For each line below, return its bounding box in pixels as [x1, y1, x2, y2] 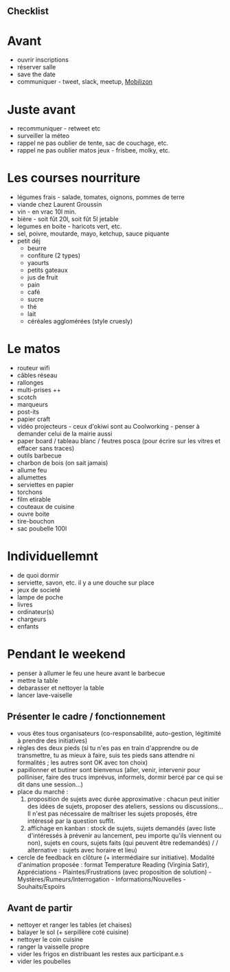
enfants [16, 622, 39, 631]
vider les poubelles [16, 957, 71, 965]
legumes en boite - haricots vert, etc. [16, 223, 122, 231]
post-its [16, 408, 40, 416]
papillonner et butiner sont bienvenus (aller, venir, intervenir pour [16, 765, 200, 773]
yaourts [27, 259, 49, 267]
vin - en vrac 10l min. [16, 207, 77, 216]
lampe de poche [16, 594, 64, 602]
